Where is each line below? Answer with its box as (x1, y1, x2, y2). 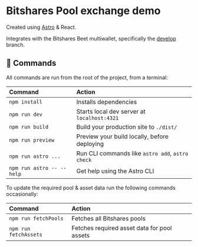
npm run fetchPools (9, 215, 64, 222)
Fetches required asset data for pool (71, 223, 172, 232)
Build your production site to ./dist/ (76, 122, 177, 131)
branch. (6, 41, 25, 48)
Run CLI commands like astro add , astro (76, 149, 189, 157)
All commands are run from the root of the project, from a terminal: (6, 74, 168, 81)
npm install (9, 98, 43, 105)
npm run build (9, 123, 49, 130)
